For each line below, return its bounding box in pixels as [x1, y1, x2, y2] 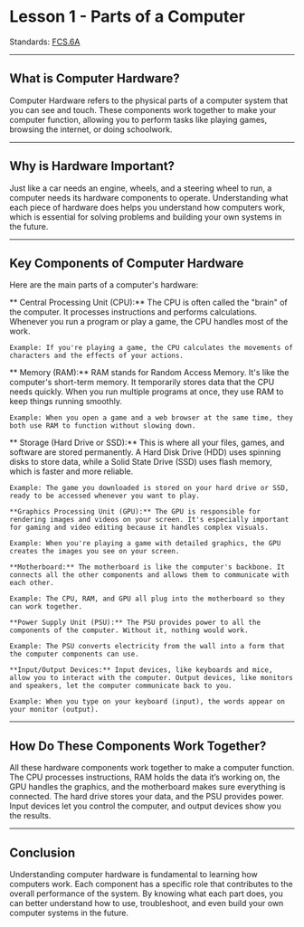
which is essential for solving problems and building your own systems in [9, 211, 282, 222]
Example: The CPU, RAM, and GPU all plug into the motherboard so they [9, 594, 285, 603]
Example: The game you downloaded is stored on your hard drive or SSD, [9, 484, 290, 493]
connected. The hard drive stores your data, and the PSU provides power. [9, 791, 284, 802]
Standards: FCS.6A [9, 36, 81, 47]
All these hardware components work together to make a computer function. [9, 762, 295, 773]
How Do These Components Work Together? [9, 738, 267, 753]
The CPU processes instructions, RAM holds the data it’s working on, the [9, 771, 280, 783]
